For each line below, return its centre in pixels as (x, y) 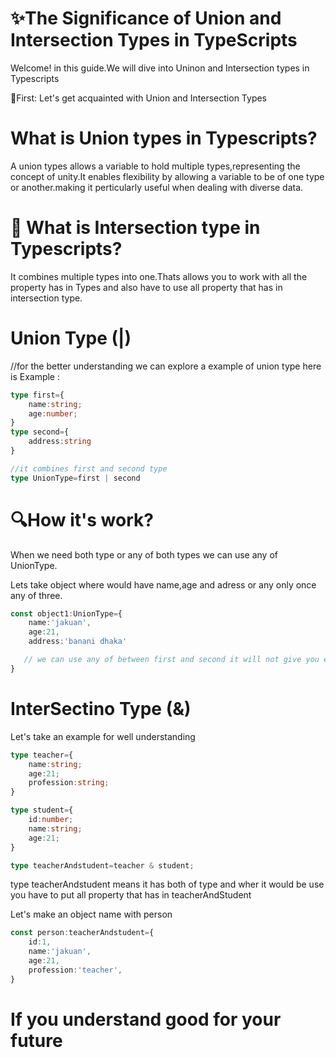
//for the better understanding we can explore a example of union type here (166, 366)
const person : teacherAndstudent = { (82, 933)
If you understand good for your (146, 1019)
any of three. (36, 595)
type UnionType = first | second (75, 478)
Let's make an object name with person (91, 914)
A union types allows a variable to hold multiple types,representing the (155, 166)
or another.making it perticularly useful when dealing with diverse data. (157, 187)
